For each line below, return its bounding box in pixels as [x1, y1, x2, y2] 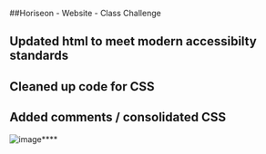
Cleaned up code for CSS [9, 79, 155, 94]
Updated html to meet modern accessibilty [9, 34, 257, 49]
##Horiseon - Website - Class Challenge [9, 8, 161, 18]
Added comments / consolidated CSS [9, 110, 226, 125]
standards [9, 48, 69, 63]
